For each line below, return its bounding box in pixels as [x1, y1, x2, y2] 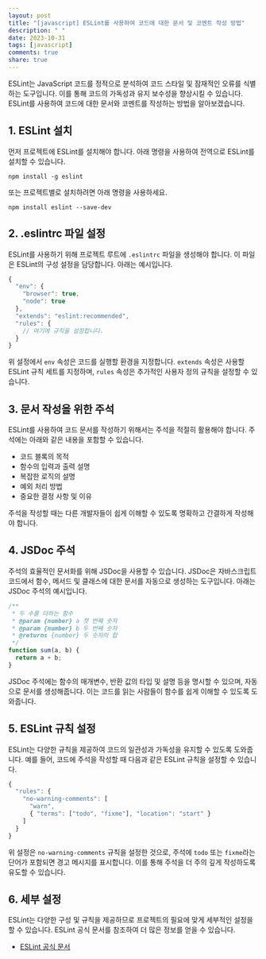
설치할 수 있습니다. [8, 157, 66, 166]
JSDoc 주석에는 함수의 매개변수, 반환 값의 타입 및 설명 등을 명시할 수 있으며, [8, 676, 244, 686]
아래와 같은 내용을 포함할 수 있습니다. [29, 435, 145, 445]
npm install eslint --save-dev [8, 203, 112, 211]
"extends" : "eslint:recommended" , [15, 311, 129, 320]
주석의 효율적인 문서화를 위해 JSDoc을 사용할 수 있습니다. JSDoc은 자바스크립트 [8, 566, 256, 576]
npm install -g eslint [8, 172, 83, 180]
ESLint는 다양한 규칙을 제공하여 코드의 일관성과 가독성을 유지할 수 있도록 [8, 744, 233, 754]
